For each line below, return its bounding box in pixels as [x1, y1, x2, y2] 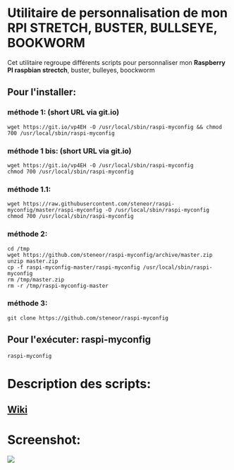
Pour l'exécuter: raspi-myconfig [7, 334, 152, 346]
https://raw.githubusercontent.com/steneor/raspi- [23, 200, 175, 207]
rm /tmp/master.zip [7, 276, 65, 283]
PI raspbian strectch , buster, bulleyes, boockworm [7, 66, 155, 74]
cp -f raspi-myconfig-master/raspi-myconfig [7, 263, 140, 271]
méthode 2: [7, 229, 48, 239]
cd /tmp [7, 245, 30, 252]
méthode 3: [7, 299, 48, 308]
